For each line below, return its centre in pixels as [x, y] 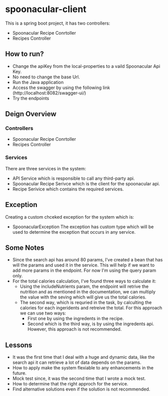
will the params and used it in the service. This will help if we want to [83, 265]
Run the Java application [38, 82]
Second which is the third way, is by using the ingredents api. [91, 324]
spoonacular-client [46, 9]
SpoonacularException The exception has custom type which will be [83, 227]
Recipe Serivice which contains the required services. [68, 189]
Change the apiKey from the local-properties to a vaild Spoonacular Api [86, 66]
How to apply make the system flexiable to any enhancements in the [83, 368]
